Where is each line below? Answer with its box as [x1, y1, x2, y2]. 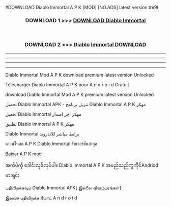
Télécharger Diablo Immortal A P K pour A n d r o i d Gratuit [5, 81, 129, 88]
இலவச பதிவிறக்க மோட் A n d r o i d [5, 195, 77, 201]
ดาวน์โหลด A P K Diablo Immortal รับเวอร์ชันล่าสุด [5, 141, 98, 147]
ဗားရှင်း [5, 172, 20, 178]
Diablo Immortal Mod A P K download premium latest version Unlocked [5, 72, 154, 78]
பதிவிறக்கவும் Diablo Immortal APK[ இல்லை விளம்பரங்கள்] [5, 185, 121, 191]
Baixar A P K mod [5, 151, 42, 157]
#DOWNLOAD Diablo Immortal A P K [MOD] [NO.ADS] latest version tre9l [5, 5, 159, 10]
